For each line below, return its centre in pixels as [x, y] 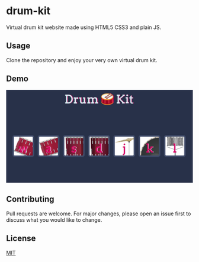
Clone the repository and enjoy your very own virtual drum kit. [82, 60]
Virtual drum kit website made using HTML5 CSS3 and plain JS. [84, 27]
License [21, 239]
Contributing [30, 199]
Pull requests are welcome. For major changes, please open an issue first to [99, 214]
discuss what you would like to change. [54, 219]
